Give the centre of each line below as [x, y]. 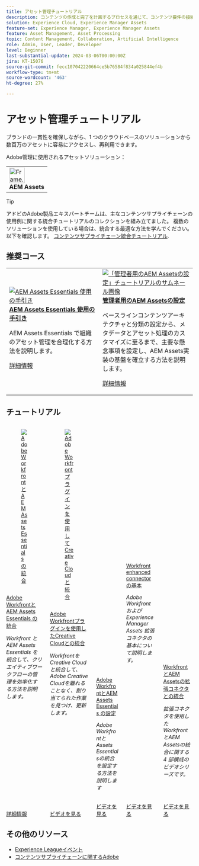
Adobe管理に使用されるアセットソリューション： [66, 157]
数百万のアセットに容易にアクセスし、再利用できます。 [73, 144]
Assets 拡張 [141, 630]
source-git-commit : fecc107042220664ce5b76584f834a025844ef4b [84, 67]
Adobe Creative [69, 676]
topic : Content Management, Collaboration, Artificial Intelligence [92, 39]
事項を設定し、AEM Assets [146, 351]
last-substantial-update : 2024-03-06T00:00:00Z [66, 56]
